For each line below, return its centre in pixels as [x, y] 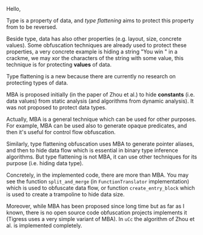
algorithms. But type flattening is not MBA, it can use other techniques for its [102, 157]
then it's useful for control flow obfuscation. [61, 132]
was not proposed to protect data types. [57, 107]
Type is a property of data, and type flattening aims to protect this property [100, 20]
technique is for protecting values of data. [59, 64]
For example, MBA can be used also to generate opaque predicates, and [97, 126]
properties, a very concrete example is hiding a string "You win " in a [92, 52]
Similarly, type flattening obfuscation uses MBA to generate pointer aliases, [100, 144]
